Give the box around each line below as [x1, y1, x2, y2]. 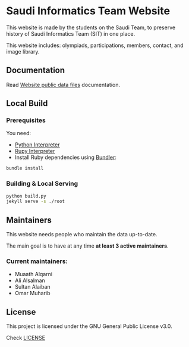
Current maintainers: [6, 257, 68, 265]
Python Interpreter [14, 141, 61, 148]
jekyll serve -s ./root [6, 198, 65, 205]
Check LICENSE [6, 335, 46, 342]
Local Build [6, 98, 48, 108]
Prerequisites [6, 116, 46, 124]
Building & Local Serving [6, 180, 78, 188]
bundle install [6, 165, 44, 171]
